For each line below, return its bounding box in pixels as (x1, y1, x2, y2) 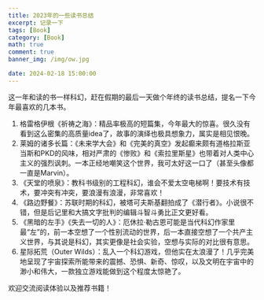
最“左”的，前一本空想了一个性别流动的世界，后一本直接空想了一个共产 (19, 227, 247, 236)
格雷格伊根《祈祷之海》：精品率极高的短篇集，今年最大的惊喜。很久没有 (19, 119, 251, 128)
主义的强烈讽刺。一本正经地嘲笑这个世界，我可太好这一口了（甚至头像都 (19, 158, 254, 168)
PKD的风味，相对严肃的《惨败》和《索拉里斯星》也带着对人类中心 (40, 148, 255, 157)
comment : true (8, 48, 55, 56)
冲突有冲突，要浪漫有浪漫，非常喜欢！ (40, 187, 165, 197)
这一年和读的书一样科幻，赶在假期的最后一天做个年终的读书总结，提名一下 (8, 92, 249, 102)
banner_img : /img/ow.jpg (8, 56, 90, 64)
